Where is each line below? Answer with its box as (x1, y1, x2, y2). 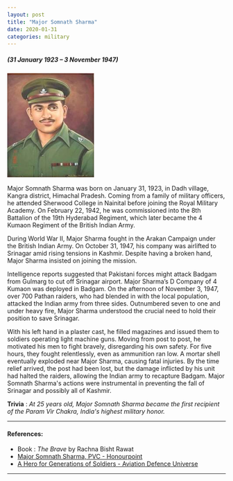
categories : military (7, 33, 70, 40)
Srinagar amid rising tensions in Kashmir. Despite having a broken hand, (7, 250, 213, 258)
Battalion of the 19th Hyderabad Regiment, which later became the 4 (7, 213, 203, 222)
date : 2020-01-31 (7, 26, 58, 33)
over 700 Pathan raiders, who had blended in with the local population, (7, 292, 209, 301)
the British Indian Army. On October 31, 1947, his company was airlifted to (7, 242, 217, 250)
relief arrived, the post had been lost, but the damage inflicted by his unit (7, 365, 215, 373)
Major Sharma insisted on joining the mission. (7, 256, 137, 265)
